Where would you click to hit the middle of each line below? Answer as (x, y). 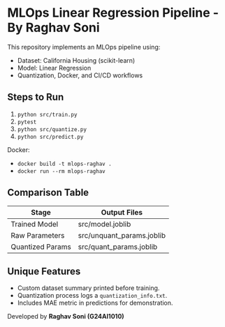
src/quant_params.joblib (118, 247)
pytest (27, 122)
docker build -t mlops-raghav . (64, 164)
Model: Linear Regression (54, 68)
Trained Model (35, 224)
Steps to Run (36, 97)
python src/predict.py (50, 137)
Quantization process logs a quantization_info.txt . (92, 296)
